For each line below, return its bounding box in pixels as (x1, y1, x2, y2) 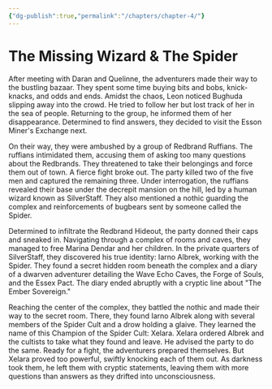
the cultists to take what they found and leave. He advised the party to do (8, 336, 254, 346)
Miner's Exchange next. (8, 125, 88, 135)
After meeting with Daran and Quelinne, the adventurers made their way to (8, 74, 258, 84)
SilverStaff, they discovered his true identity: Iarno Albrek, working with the (8, 252, 259, 261)
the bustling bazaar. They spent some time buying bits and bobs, (8, 82, 226, 92)
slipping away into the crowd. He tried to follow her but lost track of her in (8, 99, 255, 110)
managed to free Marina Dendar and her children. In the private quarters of (8, 243, 260, 253)
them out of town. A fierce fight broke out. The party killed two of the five (8, 167, 254, 177)
